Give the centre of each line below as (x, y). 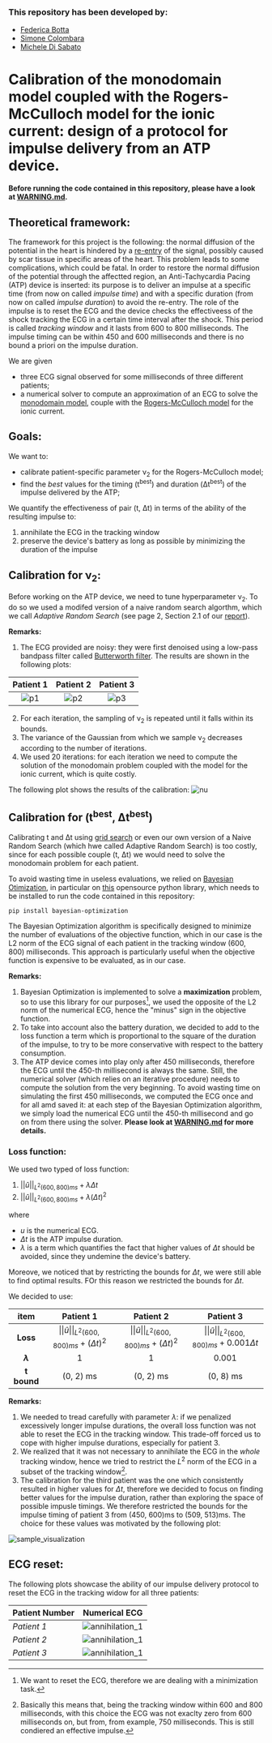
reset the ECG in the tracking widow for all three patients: (104, 1592)
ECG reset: (36, 1564)
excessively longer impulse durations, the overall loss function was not (138, 1426)
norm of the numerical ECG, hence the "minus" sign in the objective (133, 1010)
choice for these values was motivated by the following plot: (120, 1523)
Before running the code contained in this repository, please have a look (132, 188)
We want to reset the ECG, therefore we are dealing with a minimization (139, 1680)
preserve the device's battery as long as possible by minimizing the (132, 541)
